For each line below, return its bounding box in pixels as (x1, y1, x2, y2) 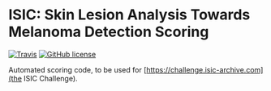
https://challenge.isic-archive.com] (145, 64, 264, 74)
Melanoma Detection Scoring (8, 23, 209, 41)
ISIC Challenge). (24, 73, 79, 83)
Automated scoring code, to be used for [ (8, 64, 147, 74)
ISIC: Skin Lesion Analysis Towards (8, 6, 251, 24)
